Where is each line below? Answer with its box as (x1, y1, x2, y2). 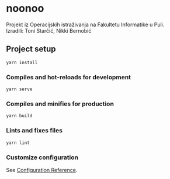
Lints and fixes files (6, 127, 63, 135)
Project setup (6, 44, 57, 54)
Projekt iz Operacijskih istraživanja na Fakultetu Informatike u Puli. (6, 21, 165, 28)
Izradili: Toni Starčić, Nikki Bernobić (6, 27, 92, 34)
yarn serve (6, 86, 33, 92)
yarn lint (6, 139, 30, 146)
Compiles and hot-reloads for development (6, 73, 131, 81)
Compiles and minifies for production (6, 100, 114, 108)
